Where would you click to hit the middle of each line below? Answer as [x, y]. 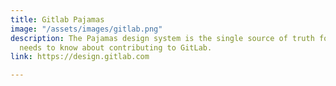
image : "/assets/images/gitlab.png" [86, 29]
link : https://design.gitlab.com [80, 57]
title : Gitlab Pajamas [57, 19]
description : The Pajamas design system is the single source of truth [162, 38]
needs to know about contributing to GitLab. [116, 47]
